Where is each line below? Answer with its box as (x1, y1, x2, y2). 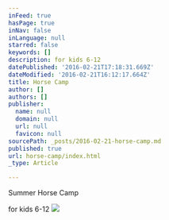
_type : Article (8, 160, 59, 168)
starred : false (8, 41, 59, 49)
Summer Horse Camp (8, 188, 79, 198)
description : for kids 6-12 (8, 56, 102, 64)
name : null (15, 108, 52, 116)
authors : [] (8, 93, 48, 101)
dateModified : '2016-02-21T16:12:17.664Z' (8, 71, 151, 79)
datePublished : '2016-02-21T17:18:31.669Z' (8, 64, 155, 71)
